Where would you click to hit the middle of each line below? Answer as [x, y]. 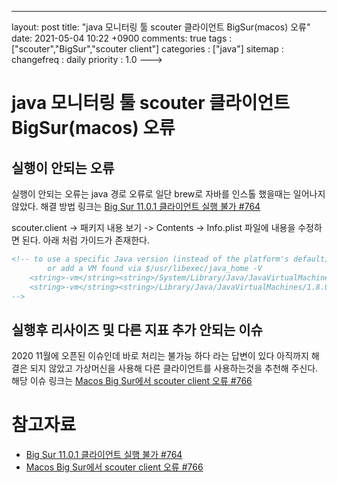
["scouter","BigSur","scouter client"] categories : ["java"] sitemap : [147, 49]
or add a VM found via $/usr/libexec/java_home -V [155, 268]
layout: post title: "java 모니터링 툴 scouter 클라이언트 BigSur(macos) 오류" [161, 27]
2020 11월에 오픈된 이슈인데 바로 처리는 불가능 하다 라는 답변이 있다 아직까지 [160, 356]
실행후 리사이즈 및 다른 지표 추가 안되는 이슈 [137, 329]
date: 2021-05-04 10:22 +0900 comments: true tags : [122, 38]
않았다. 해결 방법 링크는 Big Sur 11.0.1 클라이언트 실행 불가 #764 [136, 206]
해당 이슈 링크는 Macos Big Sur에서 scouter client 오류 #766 [132, 381]
